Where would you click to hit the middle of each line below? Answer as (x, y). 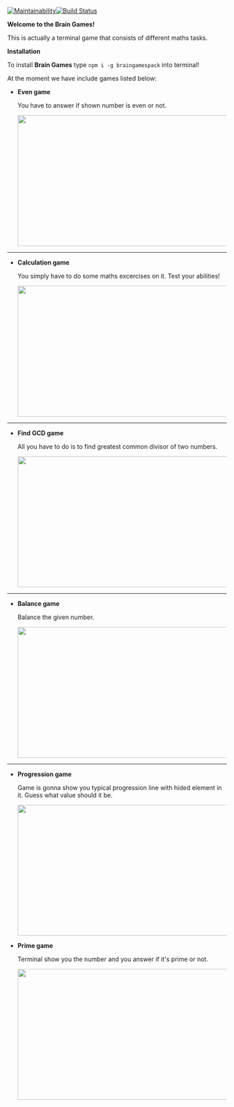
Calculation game (43, 262)
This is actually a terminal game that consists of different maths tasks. (107, 38)
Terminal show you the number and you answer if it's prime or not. (113, 959)
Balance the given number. (56, 617)
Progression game (44, 774)
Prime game (35, 945)
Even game (34, 92)
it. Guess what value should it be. (65, 795)
